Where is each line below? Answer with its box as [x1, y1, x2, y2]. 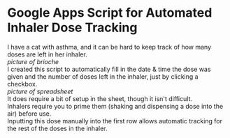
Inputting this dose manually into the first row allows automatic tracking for [7, 116, 222, 125]
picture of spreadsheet [7, 87, 73, 95]
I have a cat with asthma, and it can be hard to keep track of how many [7, 43, 212, 51]
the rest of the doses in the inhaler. [7, 124, 108, 132]
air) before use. [7, 109, 52, 118]
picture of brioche [7, 57, 59, 66]
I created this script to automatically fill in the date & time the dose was [7, 65, 211, 73]
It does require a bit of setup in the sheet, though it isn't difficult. [7, 94, 192, 102]
